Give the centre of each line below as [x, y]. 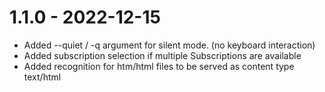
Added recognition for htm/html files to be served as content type [159, 66]
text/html [42, 77]
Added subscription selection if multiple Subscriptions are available [162, 55]
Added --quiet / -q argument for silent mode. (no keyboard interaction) [169, 45]
